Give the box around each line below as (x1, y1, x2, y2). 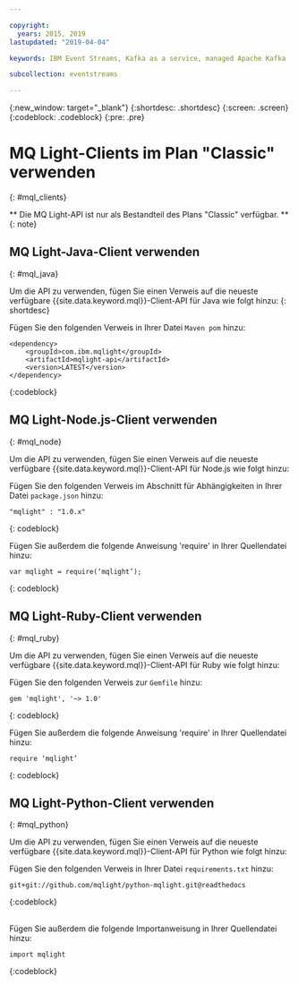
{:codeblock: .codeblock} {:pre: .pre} (9, 112, 145, 123)
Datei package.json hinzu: (9, 490, 104, 501)
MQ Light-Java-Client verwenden (9, 244, 200, 260)
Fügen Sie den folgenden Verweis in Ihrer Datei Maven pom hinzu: (9, 321, 246, 332)
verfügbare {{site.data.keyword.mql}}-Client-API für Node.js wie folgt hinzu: (9, 463, 290, 474)
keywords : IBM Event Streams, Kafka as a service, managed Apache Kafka (9, 54, 286, 63)
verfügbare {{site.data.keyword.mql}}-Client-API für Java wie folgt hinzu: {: (9, 295, 286, 305)
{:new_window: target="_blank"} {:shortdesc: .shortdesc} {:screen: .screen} (9, 102, 289, 113)
